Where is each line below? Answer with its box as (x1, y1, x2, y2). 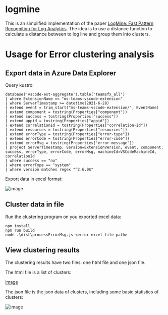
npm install (5, 223, 30, 228)
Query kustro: (5, 82, 34, 88)
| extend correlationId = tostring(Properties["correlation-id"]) (5, 123, 148, 128)
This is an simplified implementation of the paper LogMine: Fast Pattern (5, 20, 154, 26)
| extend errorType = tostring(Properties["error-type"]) (5, 131, 130, 137)
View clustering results (5, 246, 80, 254)
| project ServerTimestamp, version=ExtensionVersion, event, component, (5, 145, 164, 150)
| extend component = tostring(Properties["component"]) (5, 110, 128, 115)
